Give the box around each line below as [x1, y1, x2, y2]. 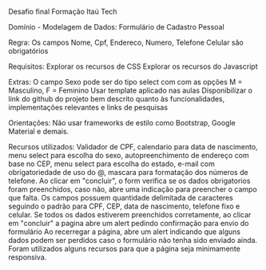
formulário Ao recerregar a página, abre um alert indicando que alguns [8, 227, 241, 236]
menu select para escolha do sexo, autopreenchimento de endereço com [8, 151, 249, 160]
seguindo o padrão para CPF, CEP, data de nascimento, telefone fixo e [8, 201, 240, 211]
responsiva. [8, 252, 47, 262]
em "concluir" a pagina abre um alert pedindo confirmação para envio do [8, 219, 249, 228]
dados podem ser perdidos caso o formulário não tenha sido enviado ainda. [8, 236, 258, 244]
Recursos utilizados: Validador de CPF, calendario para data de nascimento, [8, 142, 258, 151]
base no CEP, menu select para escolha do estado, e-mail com [8, 159, 216, 169]
